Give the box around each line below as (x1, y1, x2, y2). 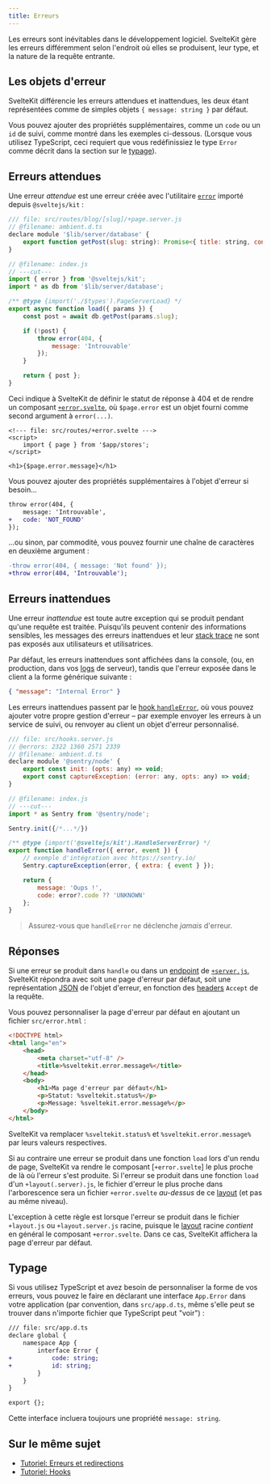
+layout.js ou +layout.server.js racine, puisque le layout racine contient (8, 1220, 254, 1230)
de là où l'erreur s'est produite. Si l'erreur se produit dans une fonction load (8, 1170, 260, 1180)
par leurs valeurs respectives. (8, 1138, 107, 1147)
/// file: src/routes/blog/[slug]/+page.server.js (8, 215, 182, 223)
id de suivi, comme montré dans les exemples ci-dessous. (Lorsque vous (8, 129, 252, 138)
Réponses (8, 944, 60, 958)
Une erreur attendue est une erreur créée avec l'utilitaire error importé (8, 191, 244, 201)
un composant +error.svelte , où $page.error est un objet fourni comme (8, 402, 248, 412)
